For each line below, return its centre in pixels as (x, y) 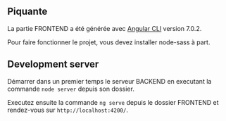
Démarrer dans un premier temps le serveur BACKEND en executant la (109, 81)
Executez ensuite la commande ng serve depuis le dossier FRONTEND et (113, 102)
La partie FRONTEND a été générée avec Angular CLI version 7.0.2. (105, 28)
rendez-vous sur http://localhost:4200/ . (68, 110)
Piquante (27, 12)
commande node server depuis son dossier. (71, 89)
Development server (53, 64)
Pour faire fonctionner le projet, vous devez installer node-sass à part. (109, 42)
